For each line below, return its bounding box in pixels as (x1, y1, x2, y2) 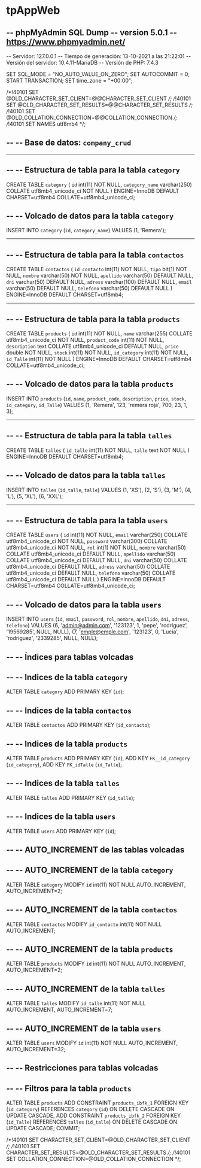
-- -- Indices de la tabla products (6, 739, 128, 749)
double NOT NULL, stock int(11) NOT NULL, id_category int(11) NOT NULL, (6, 349, 189, 356)
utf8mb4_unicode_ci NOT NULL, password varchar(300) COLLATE (6, 538, 167, 545)
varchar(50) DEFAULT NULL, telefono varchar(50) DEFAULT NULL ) (6, 285, 173, 292)
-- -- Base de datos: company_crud (6, 138, 132, 148)
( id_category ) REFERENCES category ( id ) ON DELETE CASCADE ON (6, 1106, 175, 1113)
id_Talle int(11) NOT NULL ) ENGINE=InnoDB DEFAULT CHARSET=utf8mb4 (6, 356, 192, 363)
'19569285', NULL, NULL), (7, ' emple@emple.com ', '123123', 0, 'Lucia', (6, 628, 179, 635)
